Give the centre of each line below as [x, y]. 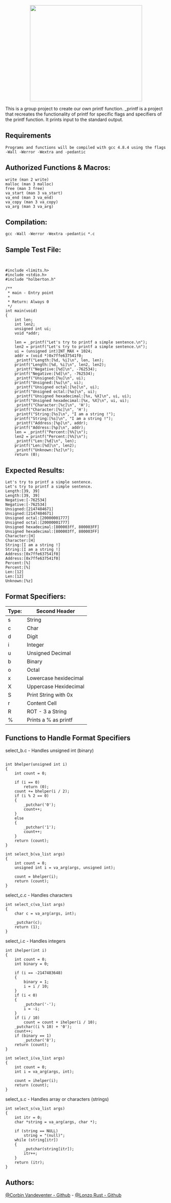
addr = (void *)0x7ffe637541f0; [49, 356]
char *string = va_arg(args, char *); [56, 1122]
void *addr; [27, 334]
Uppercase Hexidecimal [56, 686]
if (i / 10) [27, 1018]
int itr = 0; [28, 1117]
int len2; [25, 324]
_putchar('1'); [40, 827]
